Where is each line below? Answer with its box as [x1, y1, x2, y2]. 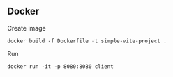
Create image [7, 24, 47, 32]
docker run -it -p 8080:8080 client [7, 62, 114, 70]
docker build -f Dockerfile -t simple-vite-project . [7, 37, 167, 44]
